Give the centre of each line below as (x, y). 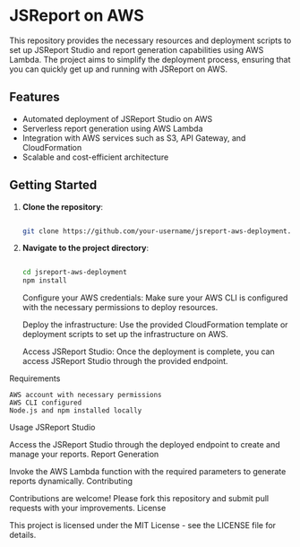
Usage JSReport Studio (52, 428)
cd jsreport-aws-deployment (74, 273)
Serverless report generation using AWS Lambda (112, 128)
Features (34, 97)
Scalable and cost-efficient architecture (95, 157)
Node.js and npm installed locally (76, 411)
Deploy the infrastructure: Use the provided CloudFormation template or (155, 325)
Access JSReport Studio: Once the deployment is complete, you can (148, 352)
